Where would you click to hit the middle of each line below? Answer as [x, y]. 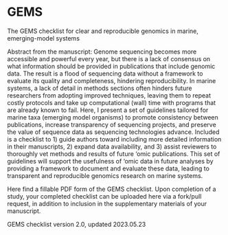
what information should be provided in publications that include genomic [111, 66]
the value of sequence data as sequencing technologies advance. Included [113, 132]
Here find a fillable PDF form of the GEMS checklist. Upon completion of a [112, 189]
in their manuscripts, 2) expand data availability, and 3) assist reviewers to [112, 146]
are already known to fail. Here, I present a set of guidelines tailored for [108, 110]
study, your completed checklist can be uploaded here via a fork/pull [104, 196]
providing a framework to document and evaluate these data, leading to [108, 168]
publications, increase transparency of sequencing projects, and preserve [112, 124]
